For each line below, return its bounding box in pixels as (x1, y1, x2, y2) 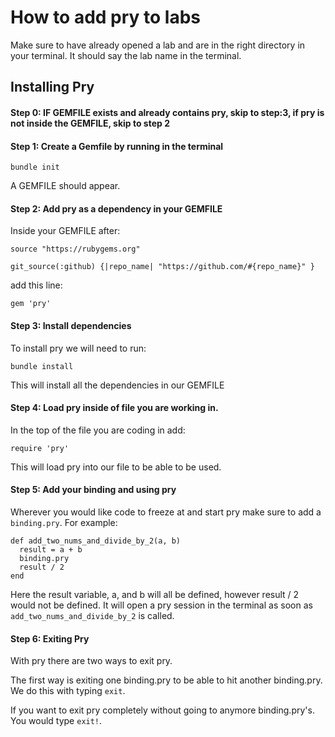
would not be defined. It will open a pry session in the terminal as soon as (10, 599, 313, 611)
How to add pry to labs (10, 6, 202, 29)
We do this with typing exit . (10, 685, 126, 697)
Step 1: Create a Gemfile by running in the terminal (10, 140, 224, 152)
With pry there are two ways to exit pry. (10, 655, 173, 667)
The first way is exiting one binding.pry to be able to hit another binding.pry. (10, 674, 323, 686)
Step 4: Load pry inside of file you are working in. (10, 402, 219, 414)
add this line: (10, 279, 63, 291)
